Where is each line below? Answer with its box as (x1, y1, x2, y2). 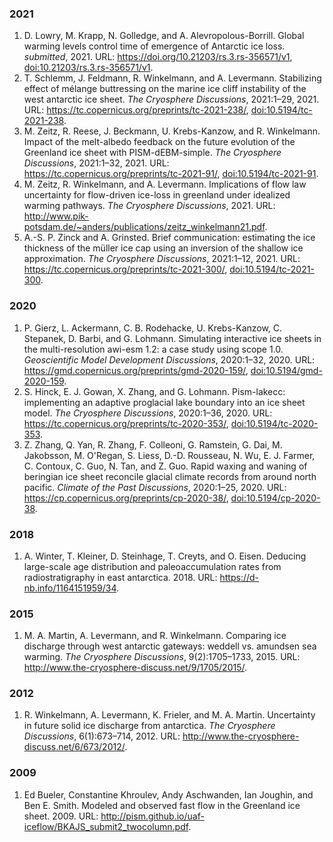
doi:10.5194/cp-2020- (230, 492, 321, 504)
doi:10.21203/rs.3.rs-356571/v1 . (23, 62, 154, 74)
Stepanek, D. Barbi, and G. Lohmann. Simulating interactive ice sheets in (23, 332, 322, 344)
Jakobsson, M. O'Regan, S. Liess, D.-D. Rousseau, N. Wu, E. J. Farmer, (23, 449, 316, 461)
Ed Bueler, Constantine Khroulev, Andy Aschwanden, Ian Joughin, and (23, 788, 314, 801)
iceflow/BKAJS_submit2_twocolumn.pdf (23, 820, 189, 832)
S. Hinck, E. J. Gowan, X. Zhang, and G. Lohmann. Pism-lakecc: (23, 385, 286, 397)
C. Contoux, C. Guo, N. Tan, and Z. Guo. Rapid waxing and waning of (23, 460, 308, 472)
